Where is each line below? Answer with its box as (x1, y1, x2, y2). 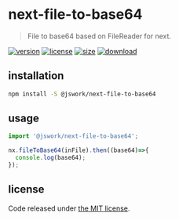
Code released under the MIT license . (8, 204, 130, 213)
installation (8, 69, 64, 83)
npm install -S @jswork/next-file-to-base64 (8, 90, 156, 98)
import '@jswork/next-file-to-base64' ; (8, 132, 139, 140)
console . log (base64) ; (15, 154, 86, 162)
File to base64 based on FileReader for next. (27, 31, 171, 41)
